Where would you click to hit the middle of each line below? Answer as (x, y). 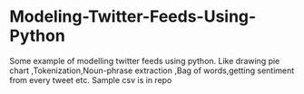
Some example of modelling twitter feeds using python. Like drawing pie (145, 61)
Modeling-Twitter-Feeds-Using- (133, 17)
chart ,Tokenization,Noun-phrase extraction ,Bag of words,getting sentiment (152, 70)
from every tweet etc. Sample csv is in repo (91, 80)
